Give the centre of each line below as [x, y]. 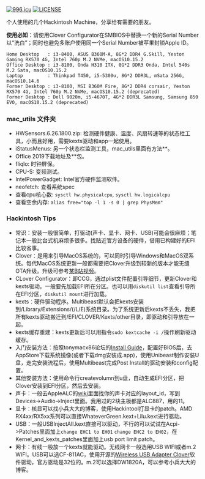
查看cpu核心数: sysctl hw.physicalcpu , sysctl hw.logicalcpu [93, 195]
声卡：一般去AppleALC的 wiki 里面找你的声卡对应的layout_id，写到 [98, 393]
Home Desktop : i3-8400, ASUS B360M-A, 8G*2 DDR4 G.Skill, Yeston [95, 54]
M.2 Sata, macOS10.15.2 [37, 70]
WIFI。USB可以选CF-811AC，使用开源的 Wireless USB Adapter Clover [102, 454]
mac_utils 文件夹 [31, 119]
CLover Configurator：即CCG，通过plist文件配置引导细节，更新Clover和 [106, 278]
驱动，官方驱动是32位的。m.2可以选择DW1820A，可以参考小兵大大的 [108, 462]
